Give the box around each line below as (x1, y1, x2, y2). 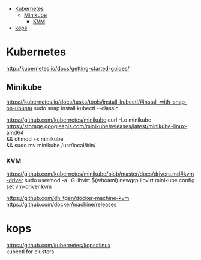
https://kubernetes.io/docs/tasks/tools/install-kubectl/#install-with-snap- (6, 98, 188, 105)
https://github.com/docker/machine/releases (6, 201, 117, 208)
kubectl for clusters (6, 248, 55, 255)
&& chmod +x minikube (6, 135, 64, 143)
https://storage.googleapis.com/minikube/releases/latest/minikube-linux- (6, 122, 188, 129)
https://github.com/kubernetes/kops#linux (6, 241, 111, 249)
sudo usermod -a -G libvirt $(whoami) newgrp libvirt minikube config (24, 177, 195, 184)
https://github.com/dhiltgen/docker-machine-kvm (6, 195, 130, 202)
